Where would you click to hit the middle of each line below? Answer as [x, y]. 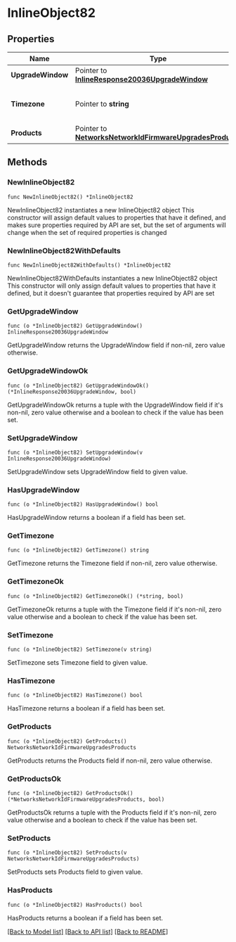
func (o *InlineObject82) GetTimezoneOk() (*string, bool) [96, 596]
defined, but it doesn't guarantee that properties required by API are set [111, 293]
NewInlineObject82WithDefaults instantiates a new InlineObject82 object [112, 278]
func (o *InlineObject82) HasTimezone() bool [75, 695]
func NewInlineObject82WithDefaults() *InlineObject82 [89, 265]
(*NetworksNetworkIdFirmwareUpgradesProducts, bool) [86, 799]
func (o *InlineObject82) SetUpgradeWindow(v [75, 452]
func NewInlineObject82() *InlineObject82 [70, 197]
